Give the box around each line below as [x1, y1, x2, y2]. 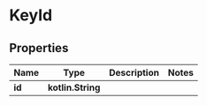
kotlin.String [47, 81, 101, 94]
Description [109, 67, 159, 79]
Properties [9, 41, 69, 56]
